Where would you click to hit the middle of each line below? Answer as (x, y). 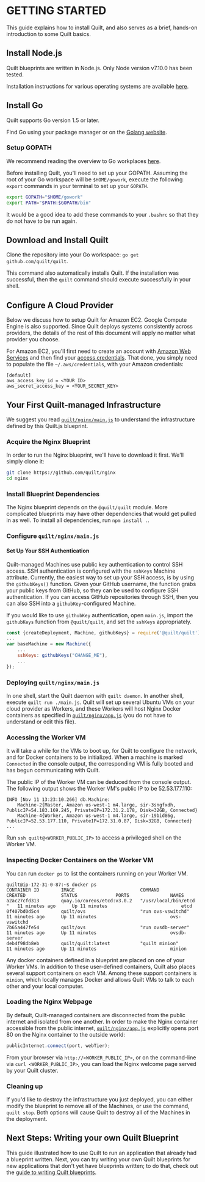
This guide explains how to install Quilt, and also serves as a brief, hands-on (102, 27)
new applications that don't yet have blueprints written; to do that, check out (102, 1166)
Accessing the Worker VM (46, 738)
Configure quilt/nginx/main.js (53, 536)
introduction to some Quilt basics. (49, 34)
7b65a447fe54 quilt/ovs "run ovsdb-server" (98, 927)
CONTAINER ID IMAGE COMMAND (83, 890)
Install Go (25, 105)
